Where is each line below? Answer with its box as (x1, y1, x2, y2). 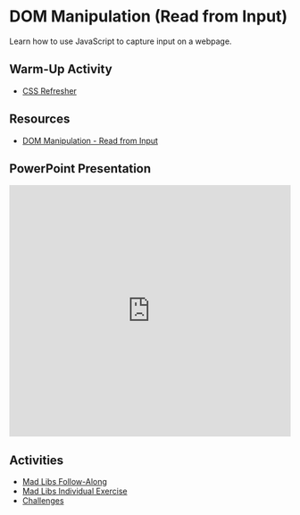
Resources (9, 112, 71, 127)
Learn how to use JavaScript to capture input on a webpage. (9, 36, 232, 46)
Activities (9, 452, 64, 468)
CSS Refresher (21, 85, 78, 96)
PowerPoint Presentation (9, 161, 152, 176)
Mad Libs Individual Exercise (21, 485, 128, 497)
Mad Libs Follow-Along (21, 477, 107, 487)
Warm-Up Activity (9, 62, 113, 77)
